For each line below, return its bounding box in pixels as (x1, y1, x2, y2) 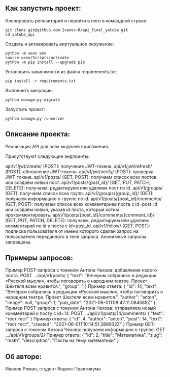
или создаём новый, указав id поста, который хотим (5, 206, 119, 212)
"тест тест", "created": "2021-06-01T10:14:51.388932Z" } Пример (5, 321, 144, 328)
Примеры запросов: (5, 254, 74, 262)
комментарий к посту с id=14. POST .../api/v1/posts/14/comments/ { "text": (5, 310, 164, 316)
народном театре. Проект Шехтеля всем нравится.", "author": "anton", (5, 294, 157, 300)
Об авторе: (5, 352, 42, 361)
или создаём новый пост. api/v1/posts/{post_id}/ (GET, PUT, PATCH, (5, 179, 150, 185)
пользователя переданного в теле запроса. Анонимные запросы (5, 233, 146, 239)
